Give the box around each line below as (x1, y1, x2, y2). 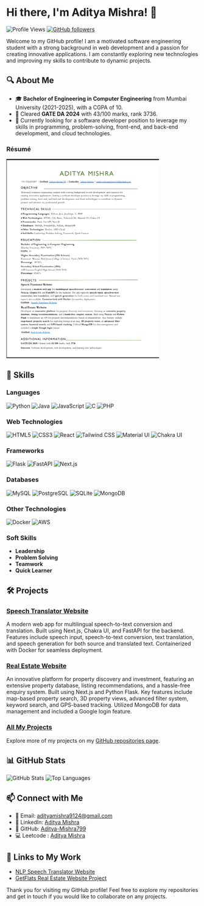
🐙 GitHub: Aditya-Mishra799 (15, 825, 86, 832)
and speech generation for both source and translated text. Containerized (6, 640, 191, 647)
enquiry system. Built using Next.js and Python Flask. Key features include (6, 688, 193, 696)
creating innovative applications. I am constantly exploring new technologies (6, 50, 199, 57)
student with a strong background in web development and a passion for (6, 44, 189, 51)
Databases (6, 475, 39, 484)
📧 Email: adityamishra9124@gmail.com (15, 812, 113, 819)
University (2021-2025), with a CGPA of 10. (15, 104, 123, 111)
